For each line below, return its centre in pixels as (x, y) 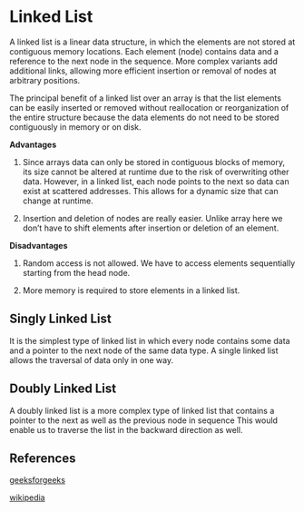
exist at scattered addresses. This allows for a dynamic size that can (150, 191)
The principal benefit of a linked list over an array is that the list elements (145, 98)
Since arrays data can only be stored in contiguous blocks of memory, (154, 162)
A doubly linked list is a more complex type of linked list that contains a (142, 410)
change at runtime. (58, 201)
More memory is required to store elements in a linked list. (131, 290)
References (43, 458)
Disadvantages (39, 245)
